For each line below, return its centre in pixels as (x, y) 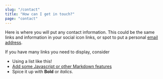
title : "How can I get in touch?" (40, 14)
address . (14, 43)
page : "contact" (21, 18)
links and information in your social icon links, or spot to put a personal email (81, 37)
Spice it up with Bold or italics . (42, 72)
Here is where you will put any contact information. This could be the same (80, 32)
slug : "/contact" (23, 9)
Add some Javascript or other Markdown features (62, 66)
